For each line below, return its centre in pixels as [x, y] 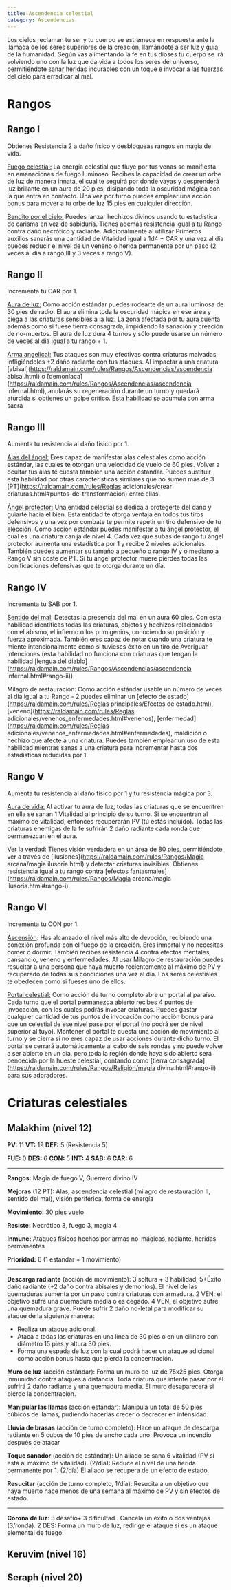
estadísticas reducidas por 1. [47, 755]
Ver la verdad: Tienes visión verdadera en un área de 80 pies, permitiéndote [115, 849]
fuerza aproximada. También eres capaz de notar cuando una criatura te [110, 639]
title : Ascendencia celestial [51, 13]
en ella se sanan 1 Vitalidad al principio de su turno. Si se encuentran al [108, 814]
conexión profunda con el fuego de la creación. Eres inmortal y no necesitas [115, 945]
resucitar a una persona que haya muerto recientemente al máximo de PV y [114, 966]
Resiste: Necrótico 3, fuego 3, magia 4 [62, 1225]
